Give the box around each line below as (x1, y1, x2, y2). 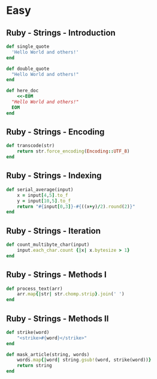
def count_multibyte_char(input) (6, 242, 90, 248)
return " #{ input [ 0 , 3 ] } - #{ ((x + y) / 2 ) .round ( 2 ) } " (17, 203, 135, 210)
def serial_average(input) (6, 186, 74, 193)
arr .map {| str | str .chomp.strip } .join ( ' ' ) (17, 291, 125, 297)
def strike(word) (6, 329, 50, 335)
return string (17, 363, 52, 369)
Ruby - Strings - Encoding (6, 127, 105, 137)
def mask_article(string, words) (6, 351, 90, 357)
